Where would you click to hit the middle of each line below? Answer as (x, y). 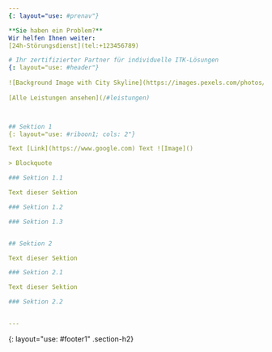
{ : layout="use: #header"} (54, 68)
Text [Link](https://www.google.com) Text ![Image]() (101, 149)
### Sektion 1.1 (36, 178)
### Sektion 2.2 (36, 302)
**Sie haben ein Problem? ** (56, 30)
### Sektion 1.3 (36, 222)
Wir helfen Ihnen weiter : (52, 38)
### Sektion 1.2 (36, 207)
